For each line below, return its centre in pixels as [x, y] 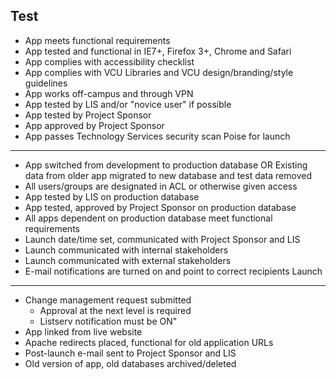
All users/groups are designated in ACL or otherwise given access [161, 186]
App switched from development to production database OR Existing [166, 165]
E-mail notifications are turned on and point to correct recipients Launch [173, 271]
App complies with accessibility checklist [109, 61]
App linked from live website [83, 331]
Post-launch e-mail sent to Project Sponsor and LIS [130, 353]
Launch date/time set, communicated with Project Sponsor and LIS [162, 239]
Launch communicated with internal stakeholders [126, 250]
